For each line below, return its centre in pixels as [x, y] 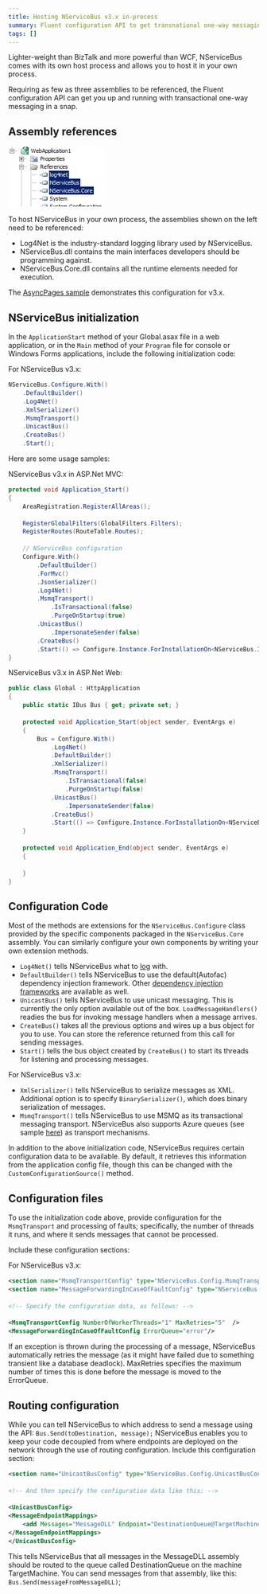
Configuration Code [58, 906]
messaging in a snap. [43, 107]
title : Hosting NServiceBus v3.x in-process [83, 17]
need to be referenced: [46, 228]
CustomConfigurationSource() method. [71, 1174]
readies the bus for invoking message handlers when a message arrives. [139, 1017]
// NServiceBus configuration [73, 549]
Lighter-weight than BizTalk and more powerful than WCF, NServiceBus [125, 57]
